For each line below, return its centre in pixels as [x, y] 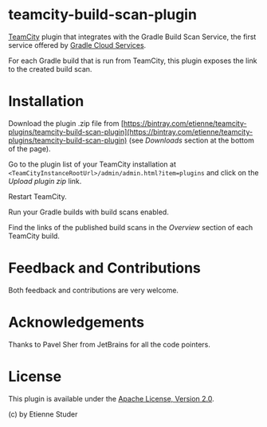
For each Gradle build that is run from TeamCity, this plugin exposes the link [133, 61]
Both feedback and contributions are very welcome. [94, 290]
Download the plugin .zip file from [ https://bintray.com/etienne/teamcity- [128, 123]
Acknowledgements [77, 322]
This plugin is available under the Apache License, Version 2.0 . [112, 398]
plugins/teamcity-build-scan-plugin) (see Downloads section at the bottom [132, 140]
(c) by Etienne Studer [43, 414]
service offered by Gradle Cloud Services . [77, 45]
